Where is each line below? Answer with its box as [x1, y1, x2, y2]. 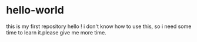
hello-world [6, 3, 65, 17]
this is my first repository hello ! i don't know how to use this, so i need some [6, 23, 192, 30]
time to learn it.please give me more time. [6, 29, 107, 36]
